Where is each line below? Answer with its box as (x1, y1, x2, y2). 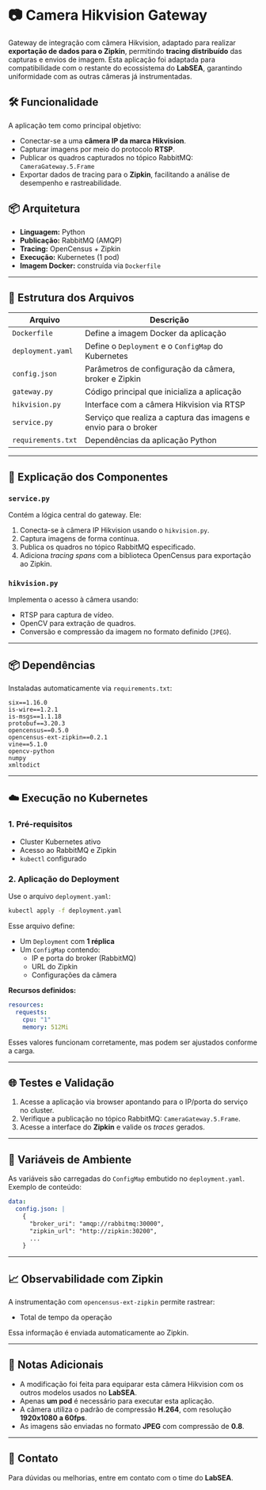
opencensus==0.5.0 (8, 727, 69, 735)
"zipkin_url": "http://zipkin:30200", (28, 1227, 158, 1235)
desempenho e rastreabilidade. (19, 178, 122, 187)
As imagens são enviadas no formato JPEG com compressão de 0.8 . (19, 1421, 245, 1431)
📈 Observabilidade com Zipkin (8, 1272, 164, 1286)
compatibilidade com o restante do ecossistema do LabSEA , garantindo (8, 63, 243, 72)
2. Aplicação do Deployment (8, 873, 120, 884)
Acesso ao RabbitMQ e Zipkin (19, 845, 117, 854)
